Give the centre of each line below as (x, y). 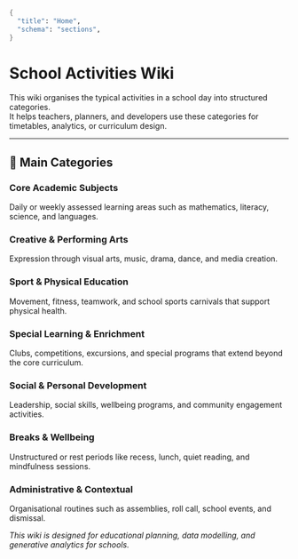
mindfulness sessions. (50, 466)
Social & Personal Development (78, 385)
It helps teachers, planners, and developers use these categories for (134, 116)
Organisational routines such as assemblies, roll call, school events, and (141, 508)
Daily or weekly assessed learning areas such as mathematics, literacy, (139, 207)
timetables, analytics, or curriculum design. (88, 126)
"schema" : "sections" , (59, 29)
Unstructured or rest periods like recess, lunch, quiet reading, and (129, 457)
